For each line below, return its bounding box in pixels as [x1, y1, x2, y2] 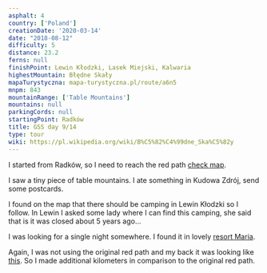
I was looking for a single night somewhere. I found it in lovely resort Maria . [8, 231, 256, 241]
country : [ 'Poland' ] [8, 19, 78, 27]
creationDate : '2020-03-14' [8, 26, 102, 34]
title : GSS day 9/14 [8, 123, 78, 131]
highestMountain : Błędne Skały [8, 71, 113, 79]
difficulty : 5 [8, 42, 56, 49]
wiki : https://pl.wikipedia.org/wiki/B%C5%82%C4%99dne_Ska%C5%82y [8, 137, 234, 146]
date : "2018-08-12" [8, 34, 74, 42]
